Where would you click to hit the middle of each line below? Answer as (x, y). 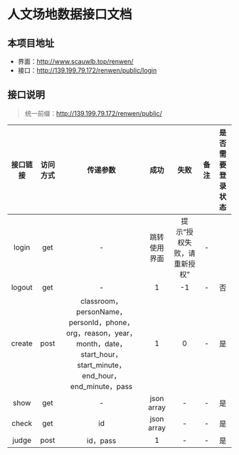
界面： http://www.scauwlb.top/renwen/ (75, 61)
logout (22, 287)
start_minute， (101, 365)
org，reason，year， (102, 333)
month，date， (101, 343)
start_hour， (101, 354)
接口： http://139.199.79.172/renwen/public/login (87, 70)
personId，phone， (101, 322)
